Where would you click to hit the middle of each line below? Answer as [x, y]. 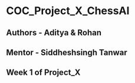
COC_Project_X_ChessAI [68, 11]
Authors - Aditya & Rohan [54, 33]
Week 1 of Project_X [43, 73]
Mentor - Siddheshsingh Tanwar [67, 52]
